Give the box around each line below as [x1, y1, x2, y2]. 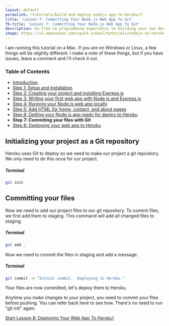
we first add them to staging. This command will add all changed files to [5, 212, 154, 219]
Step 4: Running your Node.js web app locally [12, 101, 108, 107]
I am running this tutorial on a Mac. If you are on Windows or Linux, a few [5, 45, 157, 50]
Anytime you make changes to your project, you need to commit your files [5, 295, 158, 301]
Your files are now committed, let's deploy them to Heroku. [5, 285, 127, 291]
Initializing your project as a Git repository [5, 137, 139, 145]
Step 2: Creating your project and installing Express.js [12, 90, 124, 96]
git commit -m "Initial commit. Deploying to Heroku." [5, 276, 125, 281]
